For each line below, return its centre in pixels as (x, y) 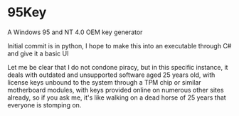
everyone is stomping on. (44, 105)
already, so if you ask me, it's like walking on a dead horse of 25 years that (117, 97)
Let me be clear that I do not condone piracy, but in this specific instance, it (118, 67)
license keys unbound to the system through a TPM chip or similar (104, 82)
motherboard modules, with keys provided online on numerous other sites (116, 90)
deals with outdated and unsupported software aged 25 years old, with (111, 75)
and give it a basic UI (38, 53)
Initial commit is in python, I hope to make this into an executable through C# (119, 46)
